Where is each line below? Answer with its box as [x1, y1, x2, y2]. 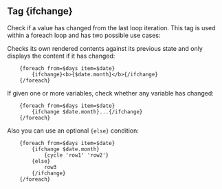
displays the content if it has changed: [7, 52, 115, 60]
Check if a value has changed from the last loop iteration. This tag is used [7, 23, 216, 32]
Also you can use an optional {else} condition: [7, 126, 139, 135]
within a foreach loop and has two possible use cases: [7, 31, 161, 39]
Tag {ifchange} [7, 5, 74, 17]
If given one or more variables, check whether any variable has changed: [7, 89, 214, 97]
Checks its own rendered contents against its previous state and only [7, 44, 203, 52]
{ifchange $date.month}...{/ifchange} [32, 108, 143, 115]
